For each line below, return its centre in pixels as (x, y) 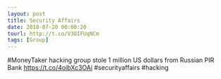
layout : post (26, 14)
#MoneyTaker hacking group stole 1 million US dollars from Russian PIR (111, 60)
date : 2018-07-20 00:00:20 (47, 27)
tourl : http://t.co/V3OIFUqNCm (53, 34)
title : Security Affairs (44, 20)
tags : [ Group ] (28, 40)
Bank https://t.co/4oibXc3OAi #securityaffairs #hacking (88, 68)
